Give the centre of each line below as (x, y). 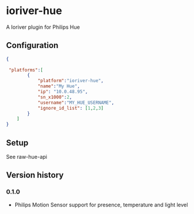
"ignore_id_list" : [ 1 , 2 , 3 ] (71, 108)
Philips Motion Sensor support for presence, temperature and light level (101, 205)
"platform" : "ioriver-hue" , (71, 81)
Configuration (32, 45)
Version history (35, 175)
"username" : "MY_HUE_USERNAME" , (76, 103)
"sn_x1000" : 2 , (55, 97)
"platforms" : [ (26, 70)
